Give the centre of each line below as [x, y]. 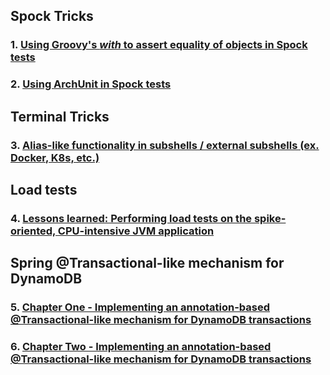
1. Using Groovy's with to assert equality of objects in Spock [159, 45]
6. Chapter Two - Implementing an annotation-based [141, 347]
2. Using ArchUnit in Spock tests [91, 84]
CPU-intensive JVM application [136, 231]
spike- [270, 218]
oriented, [33, 231]
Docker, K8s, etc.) [55, 157]
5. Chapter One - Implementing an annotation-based [140, 307]
